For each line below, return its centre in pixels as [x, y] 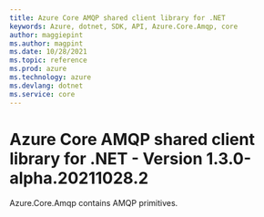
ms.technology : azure [51, 77]
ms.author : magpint [46, 43]
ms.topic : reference [49, 60]
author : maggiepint [46, 35]
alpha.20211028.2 [79, 178]
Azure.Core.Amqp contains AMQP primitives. [94, 203]
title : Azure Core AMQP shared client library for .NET [117, 18]
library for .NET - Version [106, 158]
